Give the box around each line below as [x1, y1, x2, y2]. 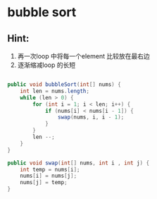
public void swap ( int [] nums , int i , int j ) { [7, 159, 150, 167]
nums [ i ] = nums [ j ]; [20, 172, 77, 180]
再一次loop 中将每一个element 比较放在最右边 [17, 52, 150, 60]
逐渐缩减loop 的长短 [17, 61, 76, 69]
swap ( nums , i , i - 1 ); [57, 114, 125, 121]
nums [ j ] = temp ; [20, 179, 68, 186]
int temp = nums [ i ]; [20, 166, 80, 173]
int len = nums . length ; [20, 88, 90, 95]
